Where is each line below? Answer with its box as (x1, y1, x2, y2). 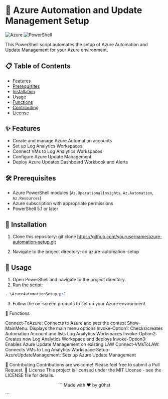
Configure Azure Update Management (12, 153, 92, 159)
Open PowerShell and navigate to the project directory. (12, 277, 126, 282)
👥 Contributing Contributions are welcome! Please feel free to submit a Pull (5, 361, 160, 367)
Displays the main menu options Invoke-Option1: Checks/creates (29, 325, 163, 331)
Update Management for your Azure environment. (5, 47, 108, 53)
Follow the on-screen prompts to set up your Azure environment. (12, 300, 147, 306)
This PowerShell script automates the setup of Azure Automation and (5, 41, 148, 47)
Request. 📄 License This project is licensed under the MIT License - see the (5, 367, 161, 373)
